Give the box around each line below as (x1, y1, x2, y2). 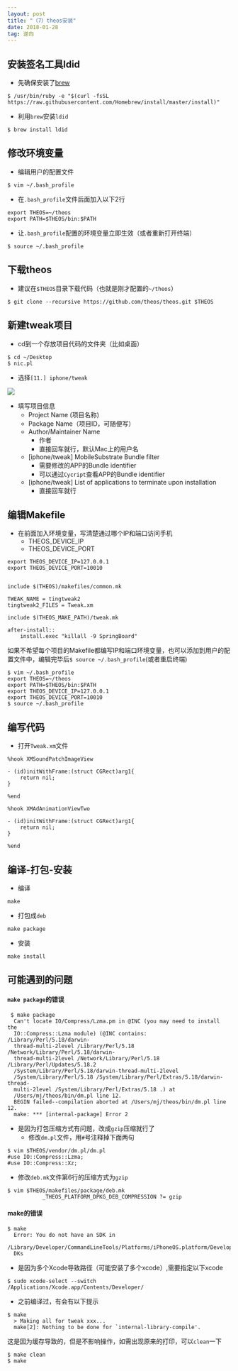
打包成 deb (17, 911, 47, 920)
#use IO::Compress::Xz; (7, 1160, 78, 1167)
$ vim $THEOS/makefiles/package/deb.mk (7, 1186, 125, 1194)
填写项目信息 (17, 402, 55, 410)
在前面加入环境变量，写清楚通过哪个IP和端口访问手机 (17, 529, 173, 538)
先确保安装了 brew (17, 79, 70, 87)
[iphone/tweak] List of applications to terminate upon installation (28, 478, 217, 486)
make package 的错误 (7, 995, 64, 1003)
